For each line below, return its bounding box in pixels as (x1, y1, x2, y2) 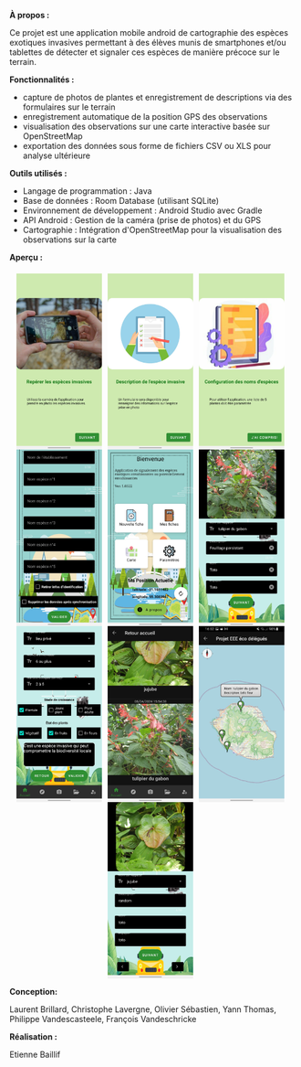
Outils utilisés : (9, 168, 67, 178)
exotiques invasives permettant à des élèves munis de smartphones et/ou (9, 37, 287, 48)
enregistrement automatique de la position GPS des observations (22, 112, 268, 122)
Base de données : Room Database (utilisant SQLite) (22, 196, 220, 206)
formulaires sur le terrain (22, 101, 116, 112)
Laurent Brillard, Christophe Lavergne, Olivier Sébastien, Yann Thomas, (9, 1003, 276, 1015)
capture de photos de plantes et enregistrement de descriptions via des (22, 92, 293, 102)
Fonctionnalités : (9, 74, 75, 85)
